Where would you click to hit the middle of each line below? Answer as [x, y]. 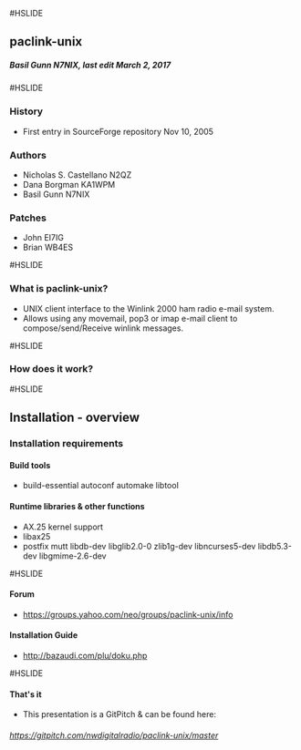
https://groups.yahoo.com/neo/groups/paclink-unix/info [128, 614]
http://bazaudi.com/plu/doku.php [85, 655]
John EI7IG [43, 238]
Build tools [30, 465]
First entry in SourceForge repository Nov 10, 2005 [118, 131]
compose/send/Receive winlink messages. [103, 328]
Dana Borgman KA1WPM [69, 184]
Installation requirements [67, 444]
